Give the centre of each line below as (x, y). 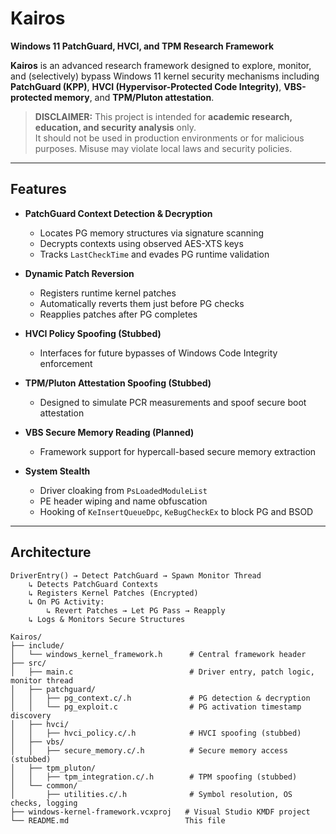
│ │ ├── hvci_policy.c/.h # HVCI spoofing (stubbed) (156, 733)
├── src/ (28, 663)
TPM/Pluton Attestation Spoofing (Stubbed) (118, 383)
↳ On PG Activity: (66, 602)
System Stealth (57, 471)
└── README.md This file (118, 820)
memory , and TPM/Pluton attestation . (134, 97)
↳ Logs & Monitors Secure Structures (107, 619)
